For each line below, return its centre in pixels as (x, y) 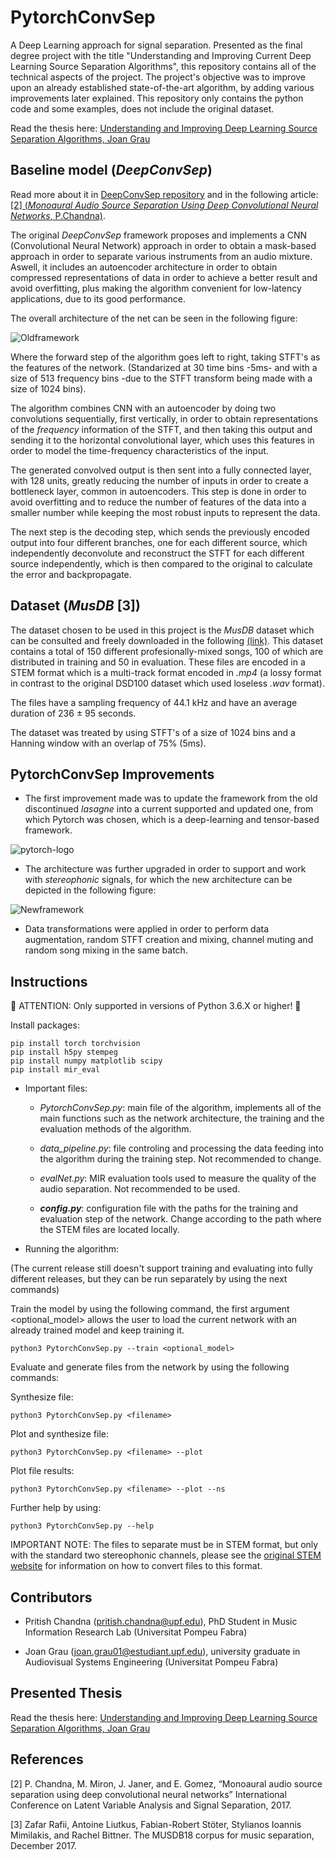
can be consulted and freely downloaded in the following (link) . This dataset (167, 640)
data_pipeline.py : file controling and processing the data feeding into (181, 1148)
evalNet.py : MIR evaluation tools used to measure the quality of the (178, 1178)
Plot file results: (42, 1471)
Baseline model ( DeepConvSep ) (111, 170)
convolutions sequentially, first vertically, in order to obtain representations (164, 418)
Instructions (49, 981)
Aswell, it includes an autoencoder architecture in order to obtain (144, 267)
